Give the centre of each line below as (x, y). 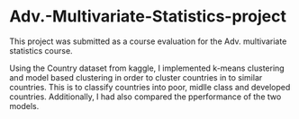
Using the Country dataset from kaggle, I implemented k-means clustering (147, 68)
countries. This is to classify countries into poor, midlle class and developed (150, 87)
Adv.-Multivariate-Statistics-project (148, 17)
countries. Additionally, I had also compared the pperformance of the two (145, 97)
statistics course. (41, 50)
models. (24, 106)
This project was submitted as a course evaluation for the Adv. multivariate (148, 41)
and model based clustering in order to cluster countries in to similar (136, 77)
